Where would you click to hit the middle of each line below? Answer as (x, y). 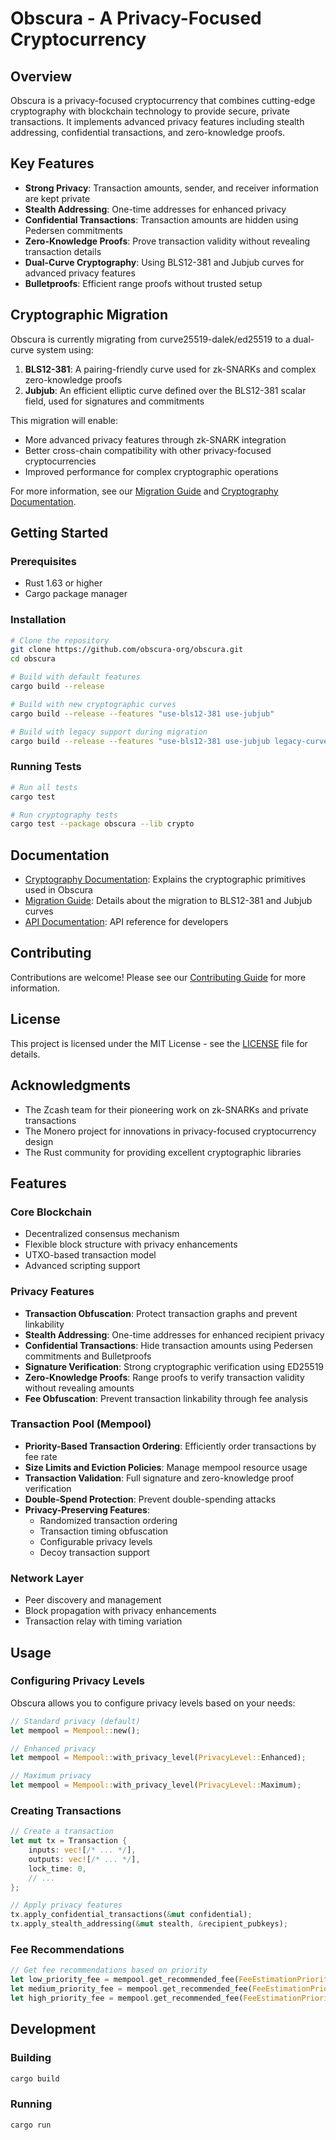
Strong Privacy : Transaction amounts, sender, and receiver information (172, 188)
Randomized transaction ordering (108, 1520)
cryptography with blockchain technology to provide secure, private (150, 111)
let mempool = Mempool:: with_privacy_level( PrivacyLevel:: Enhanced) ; (158, 1758)
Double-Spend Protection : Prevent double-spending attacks (150, 1499)
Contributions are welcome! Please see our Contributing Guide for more (158, 977)
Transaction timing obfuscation (103, 1531)
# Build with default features (75, 677)
